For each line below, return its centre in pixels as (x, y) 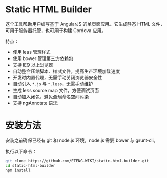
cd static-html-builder (31, 166)
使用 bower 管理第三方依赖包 (43, 58)
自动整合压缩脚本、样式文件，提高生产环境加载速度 (66, 71)
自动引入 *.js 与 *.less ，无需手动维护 (53, 84)
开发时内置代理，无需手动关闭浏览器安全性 (57, 77)
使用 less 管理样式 (32, 52)
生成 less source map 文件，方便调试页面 (56, 90)
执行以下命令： (21, 151)
